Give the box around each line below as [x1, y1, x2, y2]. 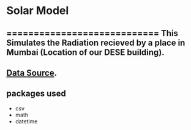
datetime [15, 117, 38, 125]
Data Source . [6, 68, 57, 78]
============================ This [6, 28, 179, 38]
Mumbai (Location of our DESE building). [6, 47, 165, 57]
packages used [6, 88, 66, 99]
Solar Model [6, 4, 69, 18]
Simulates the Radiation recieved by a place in [6, 37, 185, 48]
